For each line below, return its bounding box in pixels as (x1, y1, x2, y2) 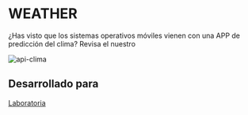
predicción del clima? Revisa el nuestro (8, 39, 136, 48)
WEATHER (8, 5, 78, 23)
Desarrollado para (8, 77, 99, 91)
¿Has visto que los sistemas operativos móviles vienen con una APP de (8, 31, 240, 40)
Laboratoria (8, 98, 46, 107)
